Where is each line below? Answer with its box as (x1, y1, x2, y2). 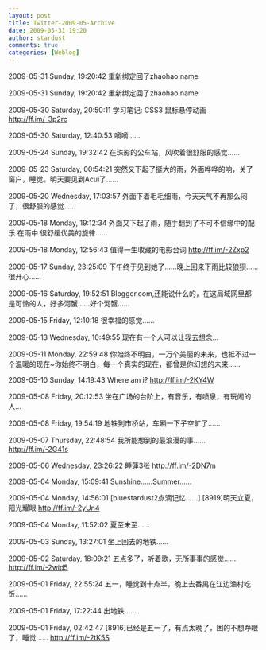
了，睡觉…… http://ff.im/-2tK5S (8, 633, 110, 642)
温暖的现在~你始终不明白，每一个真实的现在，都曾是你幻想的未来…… (14, 360, 241, 368)
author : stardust (8, 33, 66, 42)
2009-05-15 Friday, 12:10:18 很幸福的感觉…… (8, 316, 155, 325)
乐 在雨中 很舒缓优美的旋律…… (8, 228, 109, 237)
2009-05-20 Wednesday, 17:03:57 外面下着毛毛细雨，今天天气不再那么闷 (8, 192, 248, 200)
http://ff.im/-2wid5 (8, 562, 69, 572)
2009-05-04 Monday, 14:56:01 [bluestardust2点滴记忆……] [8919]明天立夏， (8, 493, 258, 502)
